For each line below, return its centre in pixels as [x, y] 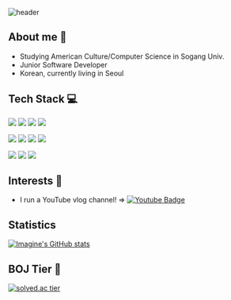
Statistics [32, 225]
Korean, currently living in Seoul [72, 73]
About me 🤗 [38, 37]
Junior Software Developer [64, 64]
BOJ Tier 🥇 [35, 269]
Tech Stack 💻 [43, 99]
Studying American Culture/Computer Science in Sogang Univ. [122, 56]
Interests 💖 [36, 181]
